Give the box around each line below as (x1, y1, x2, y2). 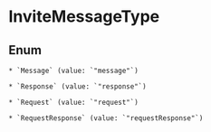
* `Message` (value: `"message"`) (8, 66, 139, 75)
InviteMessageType (8, 6, 160, 27)
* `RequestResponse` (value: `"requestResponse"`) (8, 114, 204, 123)
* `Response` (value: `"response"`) (8, 82, 147, 91)
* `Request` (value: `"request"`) (8, 98, 139, 107)
